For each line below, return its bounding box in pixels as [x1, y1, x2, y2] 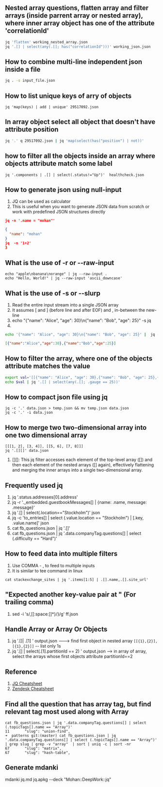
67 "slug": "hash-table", [5, 750, 70, 755]
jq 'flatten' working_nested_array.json [5, 39, 88, 44]
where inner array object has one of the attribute [5, 19, 155, 27]
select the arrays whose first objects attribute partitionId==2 [12, 653, 133, 659]
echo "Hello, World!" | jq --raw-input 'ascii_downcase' [5, 276, 123, 281]
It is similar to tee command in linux [12, 568, 83, 574]
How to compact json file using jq [5, 393, 108, 401]
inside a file [5, 65, 41, 74]
